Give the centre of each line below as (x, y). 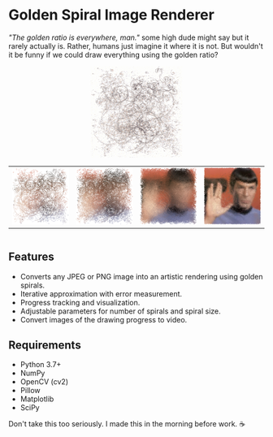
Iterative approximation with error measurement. (101, 293)
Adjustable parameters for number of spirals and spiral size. (120, 311)
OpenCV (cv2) (44, 382)
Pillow (30, 391)
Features (31, 257)
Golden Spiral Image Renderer (112, 15)
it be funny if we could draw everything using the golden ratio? (113, 54)
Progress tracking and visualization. (80, 302)
